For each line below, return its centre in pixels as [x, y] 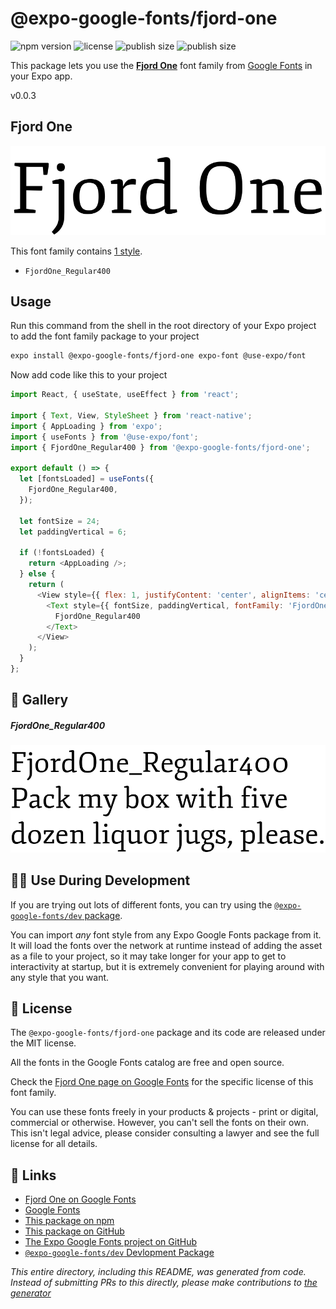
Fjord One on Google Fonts [80, 1199]
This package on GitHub [74, 1231]
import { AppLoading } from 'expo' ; [86, 426]
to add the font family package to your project [105, 336]
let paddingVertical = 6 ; [73, 532]
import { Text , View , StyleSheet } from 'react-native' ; [131, 416]
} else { [37, 574]
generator [31, 1293]
